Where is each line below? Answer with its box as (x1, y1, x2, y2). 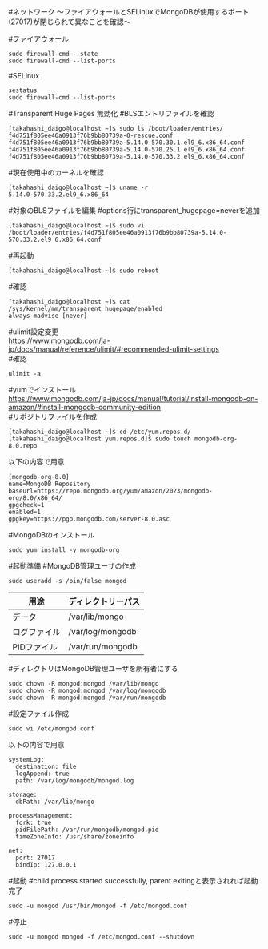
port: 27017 (15, 854, 56, 862)
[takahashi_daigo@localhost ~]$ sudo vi (8, 222, 146, 230)
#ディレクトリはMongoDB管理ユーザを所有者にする (8, 664, 178, 673)
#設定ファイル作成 (8, 709, 70, 718)
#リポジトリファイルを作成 (8, 412, 98, 421)
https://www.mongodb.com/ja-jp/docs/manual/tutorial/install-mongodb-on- (8, 394, 258, 403)
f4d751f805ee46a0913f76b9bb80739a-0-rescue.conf (8, 131, 174, 139)
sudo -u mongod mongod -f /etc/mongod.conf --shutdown (8, 933, 195, 941)
